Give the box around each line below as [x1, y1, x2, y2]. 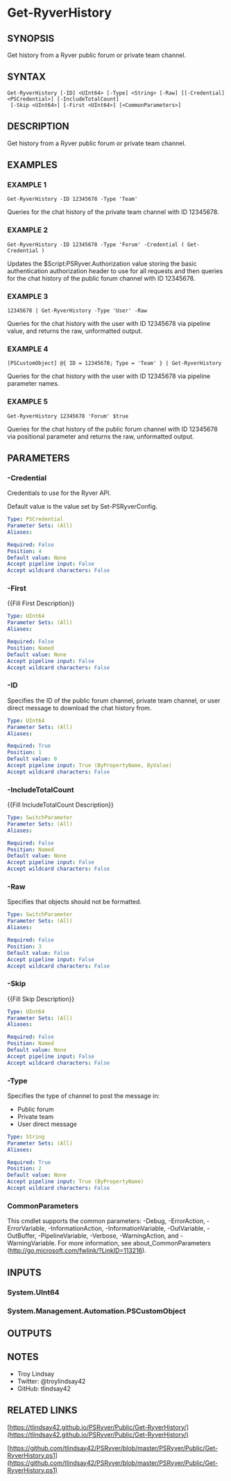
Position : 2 [7, 1165, 42, 1172]
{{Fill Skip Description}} [7, 995, 75, 1003]
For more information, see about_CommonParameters [58, 1239, 212, 1247]
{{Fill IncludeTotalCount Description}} [7, 801, 114, 809]
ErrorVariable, [7, 1225, 47, 1233]
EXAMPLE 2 [7, 225, 49, 235]
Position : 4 [7, 548, 42, 555]
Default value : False [7, 949, 70, 956]
